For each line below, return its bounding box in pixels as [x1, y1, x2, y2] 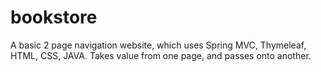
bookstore [10, 6, 98, 29]
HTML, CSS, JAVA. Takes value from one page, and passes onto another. [10, 49, 312, 61]
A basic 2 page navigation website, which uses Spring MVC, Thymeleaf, [10, 39, 307, 51]
